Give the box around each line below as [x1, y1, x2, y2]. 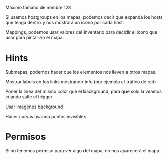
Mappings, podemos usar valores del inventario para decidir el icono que [5, 29, 158, 35]
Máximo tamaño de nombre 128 [5, 5, 71, 10]
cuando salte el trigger [5, 93, 53, 100]
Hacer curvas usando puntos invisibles [5, 113, 87, 119]
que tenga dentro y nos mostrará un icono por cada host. [5, 20, 124, 25]
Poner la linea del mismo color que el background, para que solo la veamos [5, 88, 162, 94]
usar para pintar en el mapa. [5, 35, 64, 40]
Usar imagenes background [5, 103, 63, 110]
